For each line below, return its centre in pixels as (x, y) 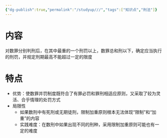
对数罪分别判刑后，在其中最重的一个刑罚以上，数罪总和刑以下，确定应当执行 (83, 51)
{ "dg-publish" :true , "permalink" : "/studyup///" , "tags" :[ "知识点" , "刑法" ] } (81, 10)
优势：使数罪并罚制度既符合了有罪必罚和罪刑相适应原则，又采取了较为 (84, 93)
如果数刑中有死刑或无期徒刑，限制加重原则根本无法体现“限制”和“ (86, 112)
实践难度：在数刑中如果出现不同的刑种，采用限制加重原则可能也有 (87, 124)
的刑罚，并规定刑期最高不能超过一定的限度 (49, 57)
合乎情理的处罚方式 (41, 99)
